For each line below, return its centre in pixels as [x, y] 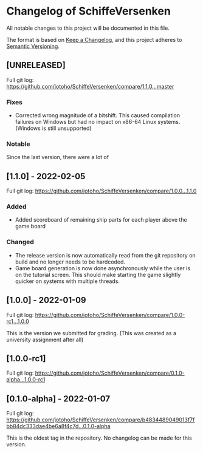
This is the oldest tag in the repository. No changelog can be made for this [99, 438]
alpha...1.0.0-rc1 [26, 380]
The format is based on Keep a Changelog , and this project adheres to [94, 39]
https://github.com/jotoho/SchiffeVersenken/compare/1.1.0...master [90, 86]
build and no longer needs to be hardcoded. [70, 262]
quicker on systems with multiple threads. [67, 281]
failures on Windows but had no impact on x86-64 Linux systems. [98, 122]
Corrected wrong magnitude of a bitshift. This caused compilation [98, 115]
